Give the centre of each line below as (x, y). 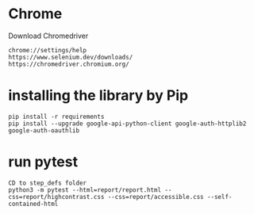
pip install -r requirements (56, 117)
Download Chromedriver (48, 36)
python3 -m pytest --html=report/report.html (85, 190)
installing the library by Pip (98, 96)
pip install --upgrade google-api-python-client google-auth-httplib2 (127, 124)
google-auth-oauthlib (44, 130)
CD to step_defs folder (48, 183)
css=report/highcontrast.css (56, 197)
